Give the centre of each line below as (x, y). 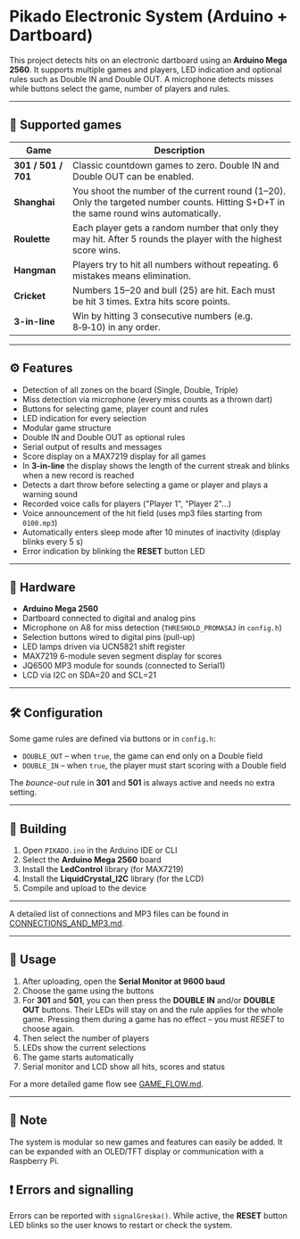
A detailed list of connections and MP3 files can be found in (119, 914)
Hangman (35, 270)
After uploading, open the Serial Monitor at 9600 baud (124, 981)
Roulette (32, 238)
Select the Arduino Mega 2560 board (92, 860)
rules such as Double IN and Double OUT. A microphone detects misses (142, 79)
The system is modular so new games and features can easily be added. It (146, 1142)
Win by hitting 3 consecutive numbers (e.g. (163, 316)
